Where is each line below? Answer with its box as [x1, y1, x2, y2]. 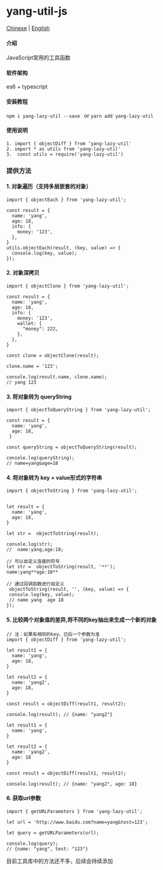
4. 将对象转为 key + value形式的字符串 [6, 473, 102, 481]
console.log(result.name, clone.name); [6, 374, 108, 380]
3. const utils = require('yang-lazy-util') [6, 151, 123, 157]
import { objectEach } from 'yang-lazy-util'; [6, 197, 127, 203]
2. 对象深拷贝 [6, 269, 40, 276]
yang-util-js [6, 4, 68, 18]
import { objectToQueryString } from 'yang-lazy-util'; [6, 407, 151, 413]
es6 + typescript [6, 83, 48, 90]
